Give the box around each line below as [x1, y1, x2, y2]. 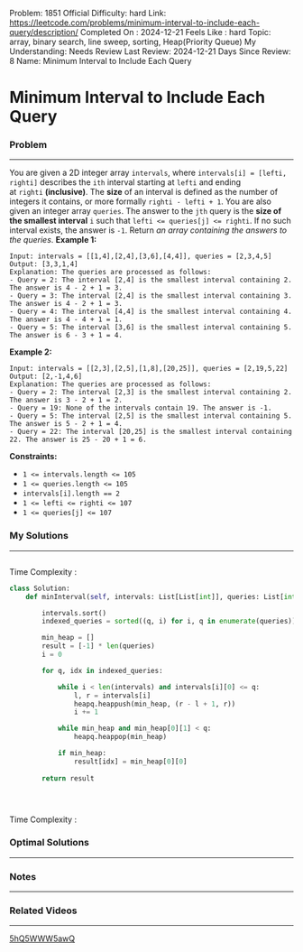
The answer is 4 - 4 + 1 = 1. [9, 315, 124, 324]
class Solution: [9, 584, 70, 593]
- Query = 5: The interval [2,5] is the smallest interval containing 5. [9, 411, 293, 421]
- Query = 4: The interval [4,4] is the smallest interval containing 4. [9, 307, 293, 317]
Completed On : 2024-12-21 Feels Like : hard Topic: [79, 27, 271, 37]
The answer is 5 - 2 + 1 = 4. [9, 420, 124, 429]
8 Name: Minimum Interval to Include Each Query [9, 56, 192, 66]
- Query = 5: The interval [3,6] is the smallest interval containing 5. [9, 323, 293, 332]
